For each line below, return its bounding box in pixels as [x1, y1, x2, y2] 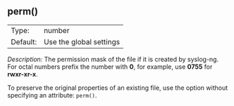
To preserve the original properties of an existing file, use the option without [7, 84, 228, 92]
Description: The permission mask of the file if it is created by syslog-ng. [7, 55, 219, 63]
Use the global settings [43, 37, 121, 46]
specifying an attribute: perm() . [7, 91, 97, 99]
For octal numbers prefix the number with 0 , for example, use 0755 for [7, 62, 213, 71]
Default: [11, 37, 37, 46]
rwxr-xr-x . [7, 69, 38, 78]
